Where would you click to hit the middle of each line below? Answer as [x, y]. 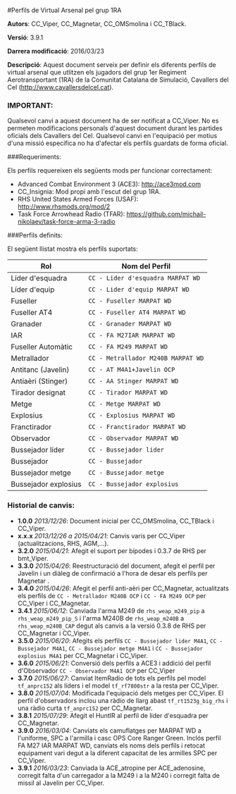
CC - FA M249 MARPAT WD [128, 347]
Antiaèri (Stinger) [39, 381]
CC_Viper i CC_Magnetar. [54, 603]
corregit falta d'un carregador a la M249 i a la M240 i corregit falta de [119, 775]
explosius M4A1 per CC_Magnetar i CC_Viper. [82, 655]
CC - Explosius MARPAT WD [131, 416]
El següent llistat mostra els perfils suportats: [73, 249]
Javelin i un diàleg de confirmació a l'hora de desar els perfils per [112, 573]
